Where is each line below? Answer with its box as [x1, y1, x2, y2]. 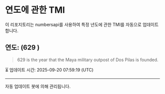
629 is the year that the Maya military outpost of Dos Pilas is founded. [17, 57, 159, 63]
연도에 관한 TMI [5, 4, 65, 16]
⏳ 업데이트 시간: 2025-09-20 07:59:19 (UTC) [5, 67, 94, 72]
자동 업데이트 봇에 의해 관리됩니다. [5, 83, 71, 89]
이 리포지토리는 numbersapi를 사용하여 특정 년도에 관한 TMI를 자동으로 [5, 22, 142, 27]
